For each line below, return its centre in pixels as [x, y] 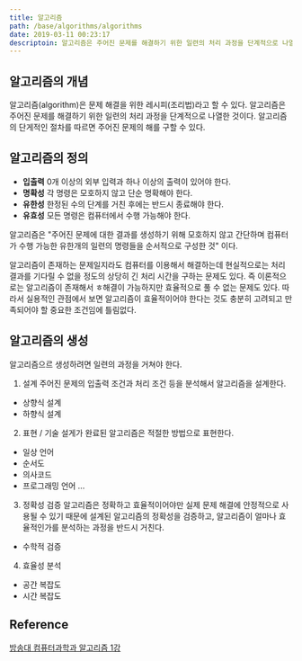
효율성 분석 [42, 565]
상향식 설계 [42, 402]
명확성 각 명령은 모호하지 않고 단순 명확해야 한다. [107, 192]
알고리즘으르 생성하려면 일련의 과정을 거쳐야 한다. [96, 364]
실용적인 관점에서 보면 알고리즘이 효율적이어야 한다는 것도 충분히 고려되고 [154, 299]
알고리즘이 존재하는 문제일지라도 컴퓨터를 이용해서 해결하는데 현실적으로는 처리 [147, 264]
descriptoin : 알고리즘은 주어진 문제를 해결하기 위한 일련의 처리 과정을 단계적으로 [144, 43]
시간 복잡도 [42, 595]
